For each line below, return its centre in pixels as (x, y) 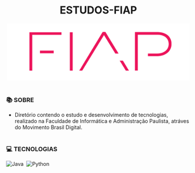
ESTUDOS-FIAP (98, 10)
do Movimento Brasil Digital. (49, 127)
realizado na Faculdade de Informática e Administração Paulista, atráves (102, 121)
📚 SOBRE (20, 100)
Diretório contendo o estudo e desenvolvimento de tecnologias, (91, 115)
